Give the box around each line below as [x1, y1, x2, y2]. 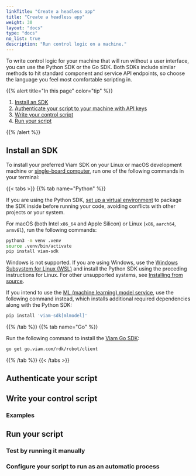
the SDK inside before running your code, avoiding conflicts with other [6, 203, 176, 210]
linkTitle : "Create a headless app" [6, 8, 95, 15]
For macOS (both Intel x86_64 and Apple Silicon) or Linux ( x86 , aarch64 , [6, 220, 177, 227]
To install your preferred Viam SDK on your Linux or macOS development [6, 161, 183, 168]
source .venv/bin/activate [6, 243, 72, 249]
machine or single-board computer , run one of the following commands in [6, 167, 184, 174]
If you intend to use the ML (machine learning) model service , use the [6, 289, 174, 296]
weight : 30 [6, 19, 33, 25]
